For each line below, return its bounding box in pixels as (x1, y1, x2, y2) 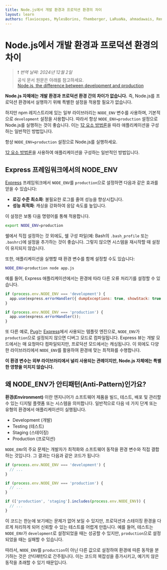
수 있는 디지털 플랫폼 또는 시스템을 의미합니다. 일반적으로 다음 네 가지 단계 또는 (5, 400, 158, 406)
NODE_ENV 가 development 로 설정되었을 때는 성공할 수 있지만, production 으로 (5, 530, 152, 536)
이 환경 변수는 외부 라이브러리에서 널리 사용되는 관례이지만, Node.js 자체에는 (5, 358, 153, 364)
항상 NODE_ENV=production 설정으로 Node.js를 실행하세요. (5, 139, 118, 145)
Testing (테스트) (12, 423, 44, 429)
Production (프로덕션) (12, 436, 56, 442)
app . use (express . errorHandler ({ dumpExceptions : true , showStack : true (9, 296, 162, 301)
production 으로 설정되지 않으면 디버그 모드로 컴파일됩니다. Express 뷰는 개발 (5, 335, 155, 341)
